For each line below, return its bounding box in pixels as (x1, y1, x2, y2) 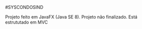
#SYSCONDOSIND (5, 4, 44, 10)
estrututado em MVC (5, 19, 48, 25)
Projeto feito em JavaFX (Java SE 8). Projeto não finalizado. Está (5, 14, 138, 19)
